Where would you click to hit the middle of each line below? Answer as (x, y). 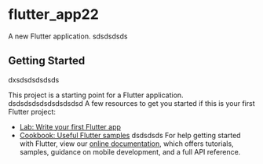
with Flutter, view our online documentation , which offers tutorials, (126, 144)
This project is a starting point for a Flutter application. (96, 95)
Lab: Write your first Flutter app (70, 126)
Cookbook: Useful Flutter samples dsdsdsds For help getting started (130, 135)
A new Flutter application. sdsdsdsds (68, 36)
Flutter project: (32, 111)
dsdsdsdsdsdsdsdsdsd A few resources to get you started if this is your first (131, 103)
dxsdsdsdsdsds (34, 79)
